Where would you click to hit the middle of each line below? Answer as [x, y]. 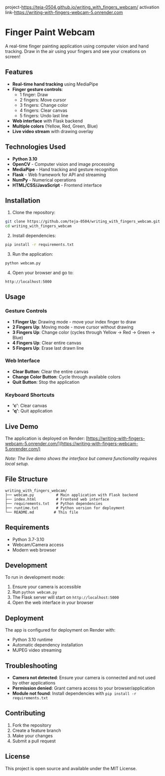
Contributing [25, 713]
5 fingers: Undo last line [44, 115]
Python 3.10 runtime [33, 639]
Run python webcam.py [35, 592]
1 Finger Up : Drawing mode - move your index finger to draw [74, 321]
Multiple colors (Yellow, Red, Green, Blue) [55, 126]
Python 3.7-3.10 [28, 539]
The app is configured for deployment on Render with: [60, 630]
